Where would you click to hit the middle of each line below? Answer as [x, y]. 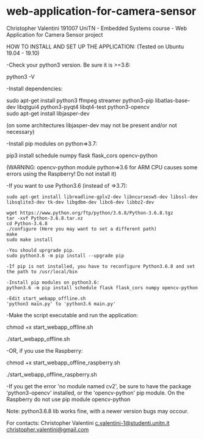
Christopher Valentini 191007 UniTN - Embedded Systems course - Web [97, 28]
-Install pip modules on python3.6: [53, 282]
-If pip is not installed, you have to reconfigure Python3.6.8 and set [101, 266]
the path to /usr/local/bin [42, 271]
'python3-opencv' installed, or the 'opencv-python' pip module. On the [96, 393]
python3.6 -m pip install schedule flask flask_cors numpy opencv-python [102, 288]
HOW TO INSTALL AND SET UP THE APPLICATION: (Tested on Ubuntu [95, 46]
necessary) [20, 131]
